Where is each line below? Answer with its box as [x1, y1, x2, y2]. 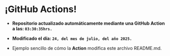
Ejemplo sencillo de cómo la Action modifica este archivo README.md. [12, 45, 162, 51]
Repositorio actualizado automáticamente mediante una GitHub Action [12, 20, 165, 26]
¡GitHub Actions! [5, 4, 77, 15]
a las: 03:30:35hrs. [12, 25, 52, 31]
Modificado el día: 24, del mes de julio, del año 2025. [12, 35, 132, 41]
